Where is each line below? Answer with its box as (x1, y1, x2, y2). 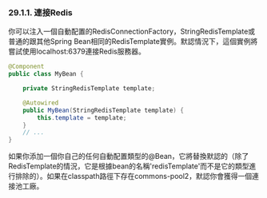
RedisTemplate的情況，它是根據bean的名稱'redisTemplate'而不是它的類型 (8, 161, 249, 171)
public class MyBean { (8, 70, 84, 78)
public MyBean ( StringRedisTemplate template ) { (22, 106, 184, 114)
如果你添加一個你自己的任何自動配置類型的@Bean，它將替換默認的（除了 (8, 152, 249, 161)
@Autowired (22, 98, 59, 107)
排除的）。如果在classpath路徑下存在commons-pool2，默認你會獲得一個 (14, 172, 253, 181)
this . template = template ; (37, 113, 127, 121)
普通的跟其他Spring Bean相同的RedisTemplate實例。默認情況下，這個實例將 (8, 37, 258, 46)
